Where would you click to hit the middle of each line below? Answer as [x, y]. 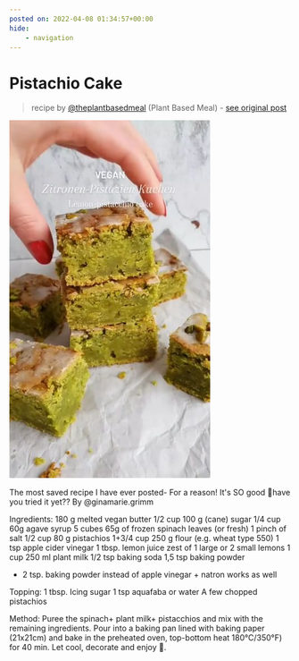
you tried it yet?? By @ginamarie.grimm [82, 502]
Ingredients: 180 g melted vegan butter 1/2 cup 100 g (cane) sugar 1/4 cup [145, 520]
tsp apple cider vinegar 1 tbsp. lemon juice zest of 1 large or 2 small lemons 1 [150, 548]
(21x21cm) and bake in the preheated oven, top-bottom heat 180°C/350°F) [146, 638]
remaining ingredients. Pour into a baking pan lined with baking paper [137, 628]
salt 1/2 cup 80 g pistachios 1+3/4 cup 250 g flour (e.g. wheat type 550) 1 [144, 538]
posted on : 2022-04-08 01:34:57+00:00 [81, 19]
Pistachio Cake [66, 83]
